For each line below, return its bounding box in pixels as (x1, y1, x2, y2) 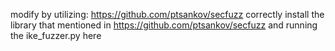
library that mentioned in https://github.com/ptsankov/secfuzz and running (10, 19, 318, 31)
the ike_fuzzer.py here (10, 30, 102, 41)
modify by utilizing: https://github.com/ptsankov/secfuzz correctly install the (10, 9, 325, 20)
